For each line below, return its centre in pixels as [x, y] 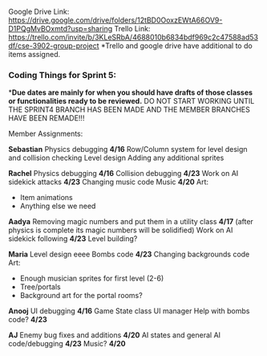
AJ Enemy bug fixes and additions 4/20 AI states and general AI [115, 335]
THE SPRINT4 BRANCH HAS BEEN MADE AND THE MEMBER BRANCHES [129, 110]
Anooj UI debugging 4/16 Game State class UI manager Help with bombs [129, 311]
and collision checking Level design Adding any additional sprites [116, 158]
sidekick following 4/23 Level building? [73, 239]
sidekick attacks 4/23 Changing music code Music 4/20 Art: [109, 182]
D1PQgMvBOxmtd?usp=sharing [61, 29]
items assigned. [34, 54]
